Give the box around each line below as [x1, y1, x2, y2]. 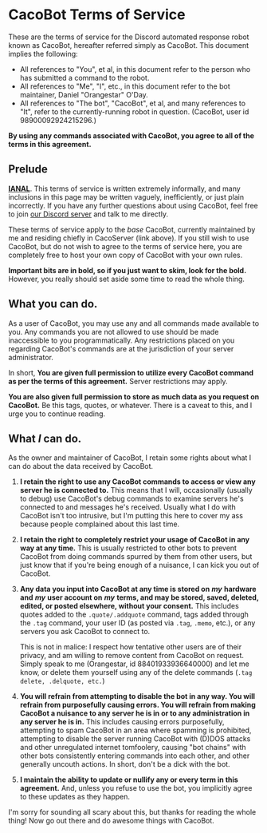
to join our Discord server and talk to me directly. [8, 209, 169, 219]
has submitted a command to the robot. [19, 73, 150, 82]
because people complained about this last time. [19, 519, 180, 529]
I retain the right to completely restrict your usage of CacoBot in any [19, 535, 249, 545]
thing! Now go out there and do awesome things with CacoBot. [8, 816, 215, 826]
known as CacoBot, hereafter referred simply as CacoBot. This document [8, 40, 249, 50]
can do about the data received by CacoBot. [8, 462, 154, 471]
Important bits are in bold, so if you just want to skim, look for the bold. [8, 265, 247, 275]
